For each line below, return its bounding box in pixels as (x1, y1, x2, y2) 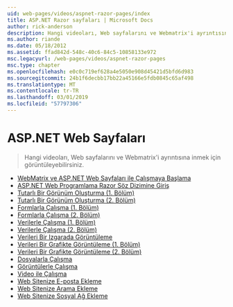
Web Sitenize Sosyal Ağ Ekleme (17, 292, 108, 300)
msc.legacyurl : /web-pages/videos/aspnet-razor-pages (7, 55, 166, 62)
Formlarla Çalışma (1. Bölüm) (17, 203, 99, 211)
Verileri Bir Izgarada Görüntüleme (17, 233, 113, 241)
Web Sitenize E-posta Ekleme (17, 277, 102, 285)
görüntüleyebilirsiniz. (24, 160, 85, 168)
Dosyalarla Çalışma (17, 254, 73, 263)
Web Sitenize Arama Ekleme (17, 284, 98, 292)
